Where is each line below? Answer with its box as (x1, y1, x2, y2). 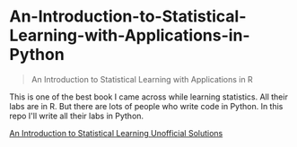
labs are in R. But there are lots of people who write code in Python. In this (9, 100, 284, 111)
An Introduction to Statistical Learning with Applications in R (31, 73, 253, 84)
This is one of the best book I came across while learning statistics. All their (9, 91, 289, 102)
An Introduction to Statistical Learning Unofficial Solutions (9, 127, 223, 138)
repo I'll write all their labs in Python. (9, 110, 144, 121)
